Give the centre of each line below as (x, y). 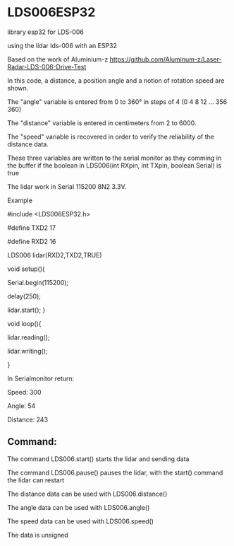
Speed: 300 (24, 392)
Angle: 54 (21, 406)
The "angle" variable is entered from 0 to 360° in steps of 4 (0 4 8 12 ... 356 (117, 101)
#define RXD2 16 (32, 241)
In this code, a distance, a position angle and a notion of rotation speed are (116, 80)
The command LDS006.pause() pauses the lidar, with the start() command (115, 472)
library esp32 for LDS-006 (46, 32)
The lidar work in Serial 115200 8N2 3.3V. (67, 186)
